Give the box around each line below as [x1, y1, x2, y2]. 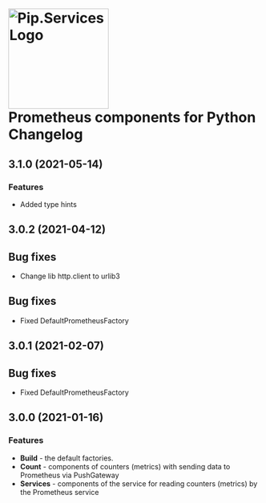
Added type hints [19, 199, 78, 209]
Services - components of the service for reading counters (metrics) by [19, 478, 258, 489]
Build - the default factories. [19, 453, 114, 463]
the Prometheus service [19, 487, 99, 497]
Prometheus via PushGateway [19, 470, 119, 480]
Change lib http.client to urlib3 [19, 271, 120, 281]
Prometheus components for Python [8, 108, 256, 127]
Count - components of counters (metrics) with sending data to [19, 461, 231, 471]
